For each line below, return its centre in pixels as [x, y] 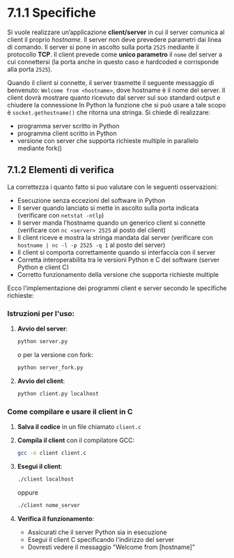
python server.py [42, 342]
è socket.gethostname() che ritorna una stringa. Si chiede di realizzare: [109, 112]
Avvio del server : [42, 329]
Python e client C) [43, 267]
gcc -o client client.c [52, 453]
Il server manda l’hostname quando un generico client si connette [111, 223]
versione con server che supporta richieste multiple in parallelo [108, 140]
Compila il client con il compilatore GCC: [76, 440]
